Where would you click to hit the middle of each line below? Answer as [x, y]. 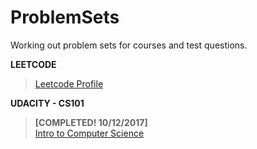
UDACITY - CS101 [47, 103]
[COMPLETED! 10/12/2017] [91, 122]
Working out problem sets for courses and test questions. [129, 45]
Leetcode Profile [69, 83]
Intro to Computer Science [89, 133]
